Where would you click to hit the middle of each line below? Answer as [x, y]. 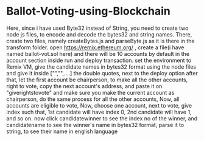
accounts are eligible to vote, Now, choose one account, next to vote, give [99, 105]
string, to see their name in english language [62, 131]
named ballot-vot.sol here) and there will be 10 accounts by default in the [98, 53]
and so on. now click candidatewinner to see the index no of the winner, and [102, 118]
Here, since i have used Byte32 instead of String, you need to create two [97, 28]
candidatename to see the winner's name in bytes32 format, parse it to [95, 125]
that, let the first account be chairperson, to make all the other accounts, [97, 80]
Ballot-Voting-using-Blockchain [88, 11]
